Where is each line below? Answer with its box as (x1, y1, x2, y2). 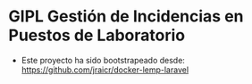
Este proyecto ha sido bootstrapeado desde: (21, 55, 185, 65)
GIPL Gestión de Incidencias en (8, 6, 244, 27)
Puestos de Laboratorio (8, 25, 185, 46)
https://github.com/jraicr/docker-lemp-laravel (21, 64, 189, 75)
